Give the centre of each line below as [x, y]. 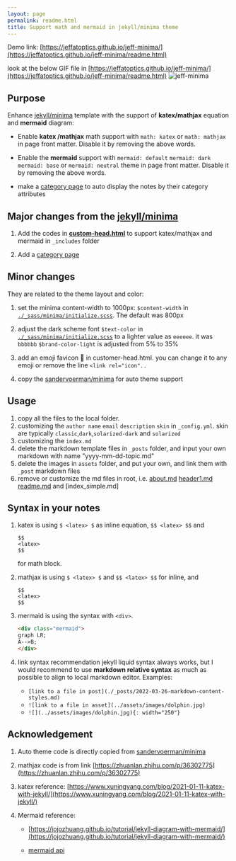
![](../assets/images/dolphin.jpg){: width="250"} [104, 712]
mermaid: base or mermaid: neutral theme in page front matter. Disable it [123, 165]
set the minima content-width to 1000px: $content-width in [103, 307]
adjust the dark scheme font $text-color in [80, 329]
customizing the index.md [54, 440]
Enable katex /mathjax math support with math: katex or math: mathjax [122, 137]
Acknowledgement [50, 735]
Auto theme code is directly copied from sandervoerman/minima [112, 751]
